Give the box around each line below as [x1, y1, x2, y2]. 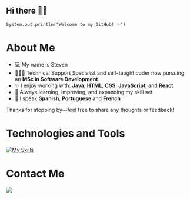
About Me [6, 41, 55, 54]
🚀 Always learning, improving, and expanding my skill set [14, 88, 153, 95]
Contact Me [6, 167, 65, 180]
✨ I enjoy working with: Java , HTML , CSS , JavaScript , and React [14, 82, 174, 89]
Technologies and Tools [6, 127, 125, 140]
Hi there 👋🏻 [6, 6, 48, 16]
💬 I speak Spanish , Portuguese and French [14, 95, 121, 102]
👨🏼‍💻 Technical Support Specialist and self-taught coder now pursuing [14, 69, 185, 77]
